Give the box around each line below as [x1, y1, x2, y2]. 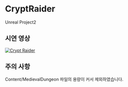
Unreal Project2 [5, 19, 36, 25]
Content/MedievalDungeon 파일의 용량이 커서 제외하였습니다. [5, 76, 124, 82]
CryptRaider [5, 3, 56, 14]
